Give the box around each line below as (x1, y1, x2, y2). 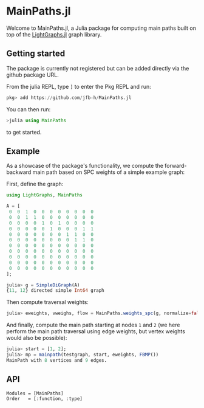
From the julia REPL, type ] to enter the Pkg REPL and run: (6, 83, 151, 90)
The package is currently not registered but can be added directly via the (6, 64, 189, 72)
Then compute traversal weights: (6, 299, 89, 306)
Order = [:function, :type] (6, 395, 83, 402)
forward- (165, 162, 187, 170)
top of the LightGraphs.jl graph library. (6, 30, 102, 38)
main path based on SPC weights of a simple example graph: (32, 168, 185, 176)
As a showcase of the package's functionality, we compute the (6, 162, 164, 170)
